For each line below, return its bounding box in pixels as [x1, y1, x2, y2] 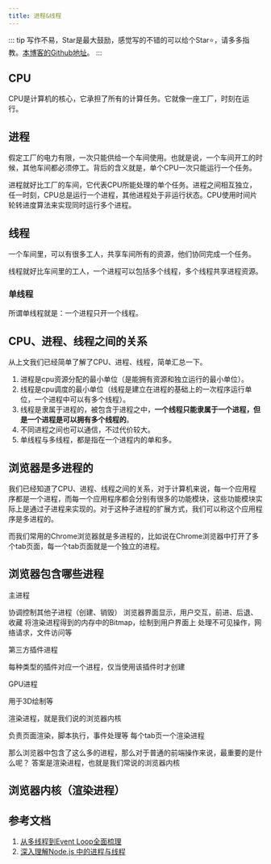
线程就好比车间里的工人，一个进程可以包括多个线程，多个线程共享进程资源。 [8, 266, 263, 276]
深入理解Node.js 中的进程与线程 [19, 847, 127, 856]
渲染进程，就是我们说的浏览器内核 [8, 713, 122, 723]
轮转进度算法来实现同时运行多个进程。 [8, 200, 135, 210]
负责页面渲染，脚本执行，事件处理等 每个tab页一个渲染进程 [8, 730, 206, 740]
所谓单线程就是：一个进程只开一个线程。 [8, 308, 143, 318]
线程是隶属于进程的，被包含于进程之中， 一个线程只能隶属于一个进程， [19, 405, 254, 414]
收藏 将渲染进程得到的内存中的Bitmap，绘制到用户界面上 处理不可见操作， [8, 617, 255, 627]
